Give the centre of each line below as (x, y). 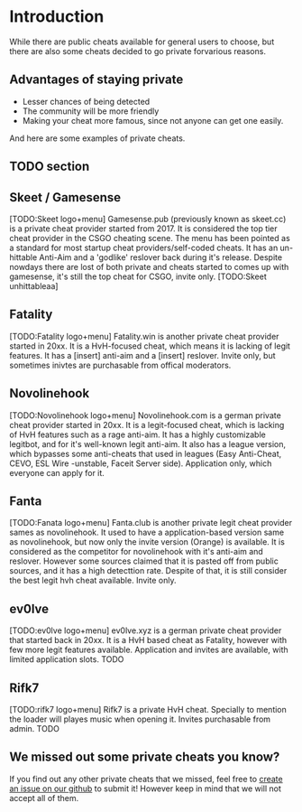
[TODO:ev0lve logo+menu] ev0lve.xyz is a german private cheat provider (146, 630)
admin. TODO (35, 729)
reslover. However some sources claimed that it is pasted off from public (144, 561)
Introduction (57, 17)
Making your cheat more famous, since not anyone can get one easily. (153, 120)
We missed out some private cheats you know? (145, 757)
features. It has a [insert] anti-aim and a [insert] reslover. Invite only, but (143, 355)
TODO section (50, 167)
